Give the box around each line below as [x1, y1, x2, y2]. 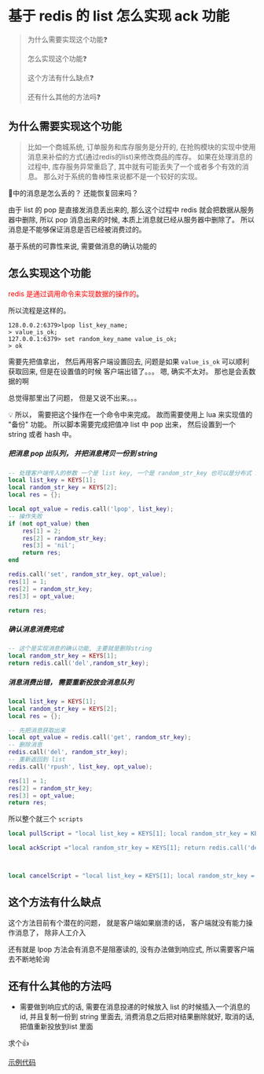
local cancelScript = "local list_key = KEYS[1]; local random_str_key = [8, 872, 255, 880]
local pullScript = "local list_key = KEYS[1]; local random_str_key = [8, 830, 247, 838]
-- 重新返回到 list [8, 756, 66, 764]
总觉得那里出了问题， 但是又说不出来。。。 [8, 393, 141, 402]
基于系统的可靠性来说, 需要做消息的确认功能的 [8, 241, 157, 251]
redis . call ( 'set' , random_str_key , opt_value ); [8, 570, 167, 578]
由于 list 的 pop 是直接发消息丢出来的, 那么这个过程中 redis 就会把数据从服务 [8, 205, 255, 214]
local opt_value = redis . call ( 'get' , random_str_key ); [8, 734, 192, 742]
